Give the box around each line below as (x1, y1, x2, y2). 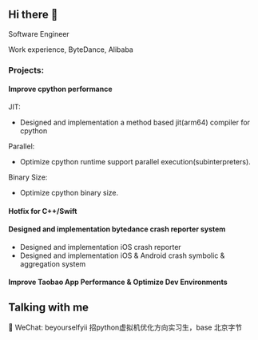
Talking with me (8, 300, 89, 314)
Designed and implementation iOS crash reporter (19, 242, 181, 251)
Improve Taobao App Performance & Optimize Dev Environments (8, 277, 228, 287)
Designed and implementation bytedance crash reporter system (8, 224, 226, 234)
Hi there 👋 (8, 8, 58, 22)
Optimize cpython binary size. (19, 188, 119, 197)
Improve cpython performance (8, 85, 113, 94)
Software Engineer (8, 29, 69, 38)
